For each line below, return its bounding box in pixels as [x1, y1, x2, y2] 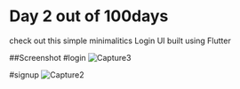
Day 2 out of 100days [9, 6, 169, 26]
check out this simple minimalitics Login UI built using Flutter [9, 35, 231, 46]
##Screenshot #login [9, 52, 86, 63]
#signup [9, 69, 40, 80]
